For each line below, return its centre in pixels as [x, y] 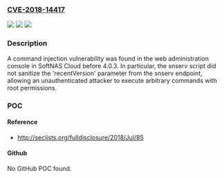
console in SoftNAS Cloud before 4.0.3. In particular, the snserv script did [112, 66]
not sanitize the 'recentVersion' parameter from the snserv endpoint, [105, 73]
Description [27, 43]
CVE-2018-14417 [36, 10]
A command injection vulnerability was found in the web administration [108, 58]
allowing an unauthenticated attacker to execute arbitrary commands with [112, 80]
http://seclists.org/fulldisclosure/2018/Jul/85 [80, 137]
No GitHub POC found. [39, 168]
